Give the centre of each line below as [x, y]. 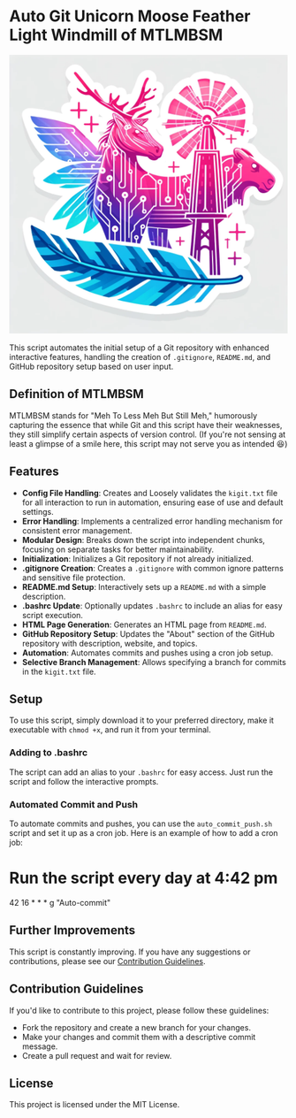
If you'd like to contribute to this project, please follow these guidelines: [139, 1010]
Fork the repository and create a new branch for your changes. [137, 1027]
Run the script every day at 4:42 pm [144, 878]
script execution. [53, 615]
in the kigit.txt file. [59, 671]
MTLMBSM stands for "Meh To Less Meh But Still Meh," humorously [133, 415]
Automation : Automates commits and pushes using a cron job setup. [148, 653]
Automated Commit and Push [74, 804]
